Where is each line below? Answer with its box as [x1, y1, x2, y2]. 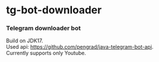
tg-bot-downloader [6, 3, 102, 17]
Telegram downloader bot [6, 24, 81, 32]
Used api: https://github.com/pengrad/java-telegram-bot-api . [6, 43, 154, 50]
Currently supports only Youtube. [6, 50, 87, 57]
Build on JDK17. [6, 37, 43, 44]
